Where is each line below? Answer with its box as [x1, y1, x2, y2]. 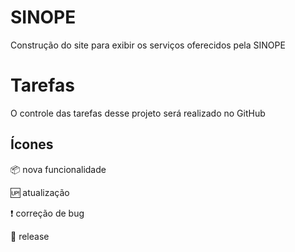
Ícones [10, 136, 54, 153]
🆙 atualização [10, 186, 70, 198]
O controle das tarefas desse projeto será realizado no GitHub [10, 107, 266, 119]
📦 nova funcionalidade [10, 163, 107, 175]
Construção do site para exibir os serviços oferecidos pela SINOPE [10, 39, 286, 51]
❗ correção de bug [10, 207, 85, 219]
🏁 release [10, 230, 50, 242]
